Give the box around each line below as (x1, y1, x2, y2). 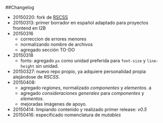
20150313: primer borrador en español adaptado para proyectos (12, 20, 149, 26)
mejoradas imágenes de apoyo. (20, 101, 87, 107)
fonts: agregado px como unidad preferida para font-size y (20, 58, 146, 63)
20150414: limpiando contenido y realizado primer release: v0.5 (12, 107, 147, 112)
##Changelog (5, 5, 34, 10)
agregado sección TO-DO (20, 47, 75, 53)
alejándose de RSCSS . (12, 74, 60, 80)
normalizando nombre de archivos (20, 41, 93, 47)
